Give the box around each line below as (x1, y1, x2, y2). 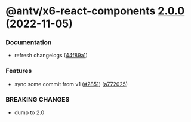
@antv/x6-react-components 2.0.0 (5, 4, 185, 18)
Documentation (5, 38, 52, 47)
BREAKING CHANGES (5, 95, 70, 103)
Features (5, 67, 32, 75)
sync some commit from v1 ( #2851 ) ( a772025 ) (14, 80, 128, 87)
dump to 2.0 (14, 109, 45, 116)
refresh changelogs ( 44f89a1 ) (14, 52, 88, 59)
